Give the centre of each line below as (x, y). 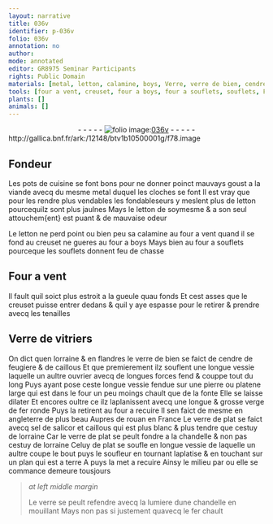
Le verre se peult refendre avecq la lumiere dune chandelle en (132, 502)
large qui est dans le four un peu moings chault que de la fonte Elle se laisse (136, 393)
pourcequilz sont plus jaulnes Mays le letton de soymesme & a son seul (128, 209)
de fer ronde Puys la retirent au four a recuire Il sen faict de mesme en (126, 410)
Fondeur (30, 164)
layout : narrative (39, 16)
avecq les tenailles (39, 313)
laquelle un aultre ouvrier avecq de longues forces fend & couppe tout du (131, 375)
